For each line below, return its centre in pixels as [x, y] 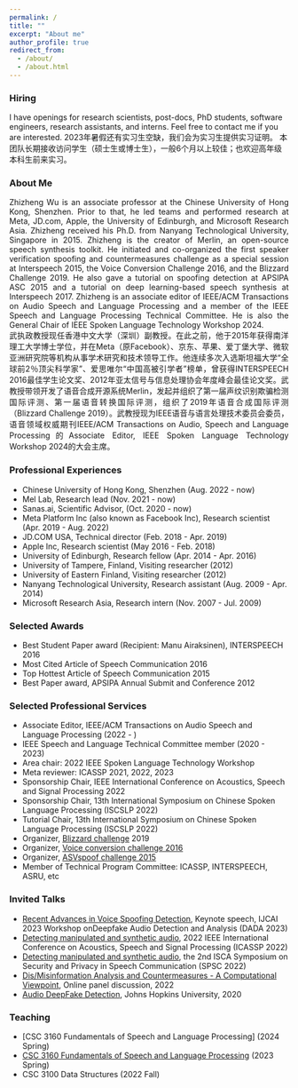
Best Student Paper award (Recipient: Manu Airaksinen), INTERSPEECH [153, 646]
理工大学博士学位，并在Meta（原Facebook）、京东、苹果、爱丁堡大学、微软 [149, 346]
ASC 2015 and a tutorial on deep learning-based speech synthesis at [149, 287]
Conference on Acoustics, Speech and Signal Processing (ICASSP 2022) [155, 947]
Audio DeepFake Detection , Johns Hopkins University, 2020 [132, 994]
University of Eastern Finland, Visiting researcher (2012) [124, 575]
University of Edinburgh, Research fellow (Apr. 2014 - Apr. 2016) [139, 555]
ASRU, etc [40, 877]
